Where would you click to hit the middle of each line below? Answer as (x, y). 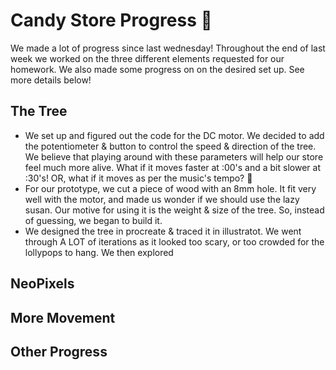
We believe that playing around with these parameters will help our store (174, 156)
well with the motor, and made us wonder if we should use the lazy (162, 199)
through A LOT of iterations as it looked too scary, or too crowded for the (174, 241)
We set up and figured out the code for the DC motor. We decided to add (174, 135)
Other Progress (59, 351)
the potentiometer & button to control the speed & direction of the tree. (170, 146)
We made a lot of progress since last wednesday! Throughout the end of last (168, 48)
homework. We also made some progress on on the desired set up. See (157, 69)
